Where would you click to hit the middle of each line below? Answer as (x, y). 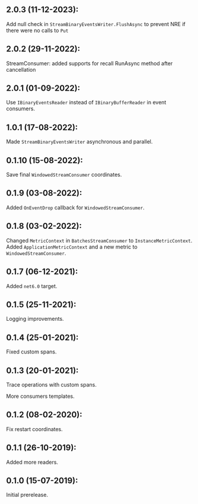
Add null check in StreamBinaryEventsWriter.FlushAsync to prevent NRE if (96, 24)
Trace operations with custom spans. (51, 384)
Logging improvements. (35, 319)
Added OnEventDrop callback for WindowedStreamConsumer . (76, 208)
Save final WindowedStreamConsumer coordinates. (64, 175)
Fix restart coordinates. (35, 429)
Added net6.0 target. (32, 286)
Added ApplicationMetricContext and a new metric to (72, 247)
